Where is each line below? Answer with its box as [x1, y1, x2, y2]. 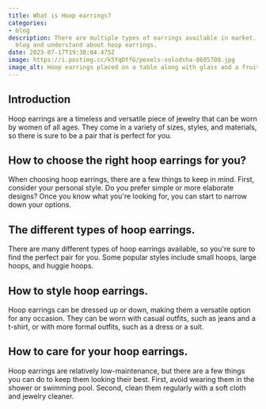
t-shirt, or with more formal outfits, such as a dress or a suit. [8, 322, 204, 331]
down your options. [8, 200, 71, 210]
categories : [8, 19, 47, 27]
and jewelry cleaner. [8, 391, 74, 401]
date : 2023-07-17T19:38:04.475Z [8, 48, 115, 56]
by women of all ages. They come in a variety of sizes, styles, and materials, [8, 122, 257, 132]
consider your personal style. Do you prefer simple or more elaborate [8, 183, 234, 193]
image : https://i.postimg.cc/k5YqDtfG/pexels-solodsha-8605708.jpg [8, 56, 236, 64]
